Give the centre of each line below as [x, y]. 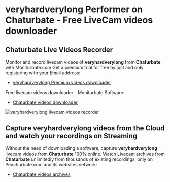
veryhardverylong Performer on [74, 9]
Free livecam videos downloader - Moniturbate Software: [65, 92]
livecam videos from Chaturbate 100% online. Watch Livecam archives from [85, 154]
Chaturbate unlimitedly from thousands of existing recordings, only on [79, 159]
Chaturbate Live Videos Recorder [59, 50]
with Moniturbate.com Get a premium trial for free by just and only [74, 67]
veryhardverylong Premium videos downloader [62, 83]
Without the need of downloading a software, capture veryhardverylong [81, 148]
